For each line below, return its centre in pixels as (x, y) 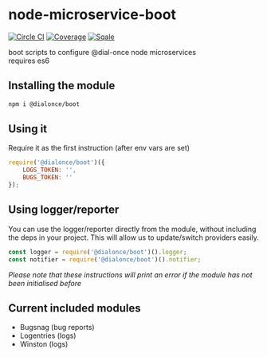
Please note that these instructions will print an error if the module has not (130, 275)
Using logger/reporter (64, 210)
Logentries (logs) (48, 335)
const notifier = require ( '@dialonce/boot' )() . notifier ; (105, 259)
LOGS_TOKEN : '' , (50, 170)
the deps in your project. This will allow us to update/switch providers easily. (133, 237)
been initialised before (45, 283)
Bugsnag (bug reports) (57, 328)
